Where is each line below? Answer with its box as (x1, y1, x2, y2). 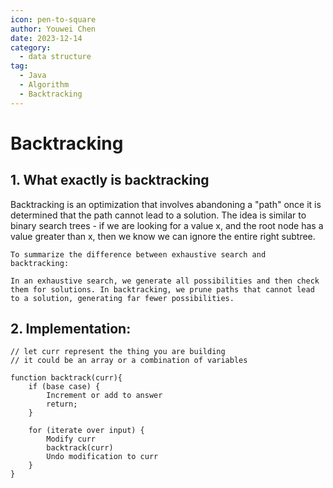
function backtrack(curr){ (10, 373, 123, 383)
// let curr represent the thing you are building (10, 347, 226, 357)
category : (10, 42, 52, 53)
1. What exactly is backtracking (10, 172, 210, 189)
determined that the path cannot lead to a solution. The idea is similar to (10, 209, 307, 221)
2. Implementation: (10, 321, 132, 338)
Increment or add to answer (46, 391, 163, 401)
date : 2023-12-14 (10, 33, 83, 43)
